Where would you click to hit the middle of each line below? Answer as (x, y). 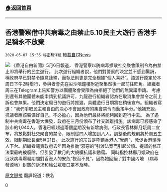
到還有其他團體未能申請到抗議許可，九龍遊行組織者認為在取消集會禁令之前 (81, 96)
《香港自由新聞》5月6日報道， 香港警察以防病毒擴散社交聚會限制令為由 (84, 65)
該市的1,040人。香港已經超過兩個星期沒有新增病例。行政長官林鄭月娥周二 (81, 127)
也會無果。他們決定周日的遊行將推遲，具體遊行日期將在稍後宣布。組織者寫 (85, 102)
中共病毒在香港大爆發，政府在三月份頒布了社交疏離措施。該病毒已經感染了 (85, 121)
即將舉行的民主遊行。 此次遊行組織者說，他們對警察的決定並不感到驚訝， (84, 72)
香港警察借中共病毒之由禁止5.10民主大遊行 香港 (78, 33)
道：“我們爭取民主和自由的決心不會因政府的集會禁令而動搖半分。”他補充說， (82, 109)
